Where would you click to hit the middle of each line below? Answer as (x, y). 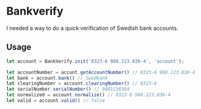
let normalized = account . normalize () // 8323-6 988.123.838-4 (89, 95)
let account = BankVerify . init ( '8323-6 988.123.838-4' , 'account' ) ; (95, 61)
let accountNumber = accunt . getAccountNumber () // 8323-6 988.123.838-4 (101, 72)
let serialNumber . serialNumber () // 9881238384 (68, 90)
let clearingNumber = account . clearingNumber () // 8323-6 (82, 83)
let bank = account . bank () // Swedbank (57, 78)
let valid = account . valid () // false (56, 100)
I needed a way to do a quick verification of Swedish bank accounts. (92, 28)
